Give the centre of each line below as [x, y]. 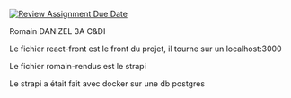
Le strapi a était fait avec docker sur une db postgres [107, 84]
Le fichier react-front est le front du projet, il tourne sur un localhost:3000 [145, 49]
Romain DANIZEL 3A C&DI [57, 31]
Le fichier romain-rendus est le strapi [78, 66]
